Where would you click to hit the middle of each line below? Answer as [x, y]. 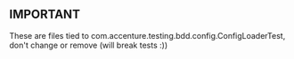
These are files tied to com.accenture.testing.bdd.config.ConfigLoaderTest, [147, 35]
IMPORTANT [45, 15]
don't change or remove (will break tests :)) [89, 45]
